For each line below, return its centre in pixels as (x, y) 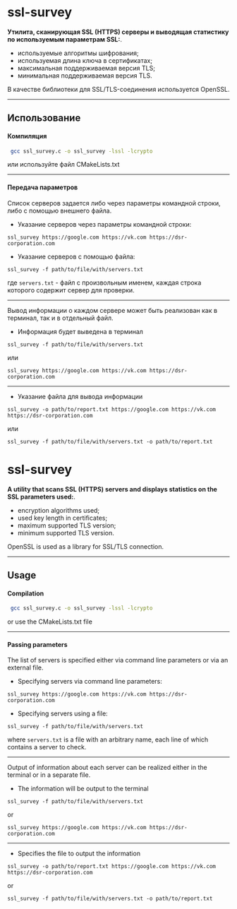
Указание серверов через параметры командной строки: (104, 224)
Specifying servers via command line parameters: (90, 682)
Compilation (26, 593)
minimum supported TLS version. (66, 533)
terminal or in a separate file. (49, 775)
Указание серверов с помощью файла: (76, 256)
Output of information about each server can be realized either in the (107, 768)
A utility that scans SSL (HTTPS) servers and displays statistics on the (112, 489)
